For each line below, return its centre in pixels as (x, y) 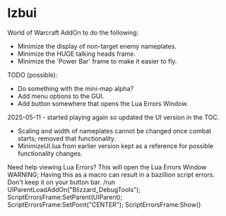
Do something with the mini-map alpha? (76, 88)
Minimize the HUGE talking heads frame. (77, 54)
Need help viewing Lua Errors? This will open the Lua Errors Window (107, 167)
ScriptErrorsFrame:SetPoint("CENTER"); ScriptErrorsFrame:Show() (104, 204)
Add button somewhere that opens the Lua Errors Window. (103, 103)
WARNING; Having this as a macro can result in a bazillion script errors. (111, 174)
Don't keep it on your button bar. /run (61, 182)
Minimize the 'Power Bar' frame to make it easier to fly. (97, 61)
